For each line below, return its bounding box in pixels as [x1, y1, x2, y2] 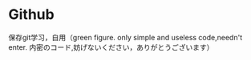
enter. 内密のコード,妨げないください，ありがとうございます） [8, 42, 214, 52]
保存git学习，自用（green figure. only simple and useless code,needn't [8, 32, 243, 42]
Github [8, 6, 55, 24]
